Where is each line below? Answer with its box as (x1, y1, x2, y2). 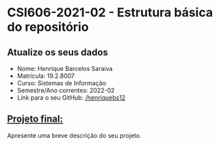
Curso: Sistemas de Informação (16, 79, 107, 87)
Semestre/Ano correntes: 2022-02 (16, 87, 115, 94)
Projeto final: (7, 113, 64, 125)
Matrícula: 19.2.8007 (16, 72, 75, 80)
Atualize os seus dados (7, 46, 108, 58)
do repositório (7, 19, 89, 35)
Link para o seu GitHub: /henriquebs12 (16, 93, 126, 102)
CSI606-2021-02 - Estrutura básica (7, 5, 214, 20)
